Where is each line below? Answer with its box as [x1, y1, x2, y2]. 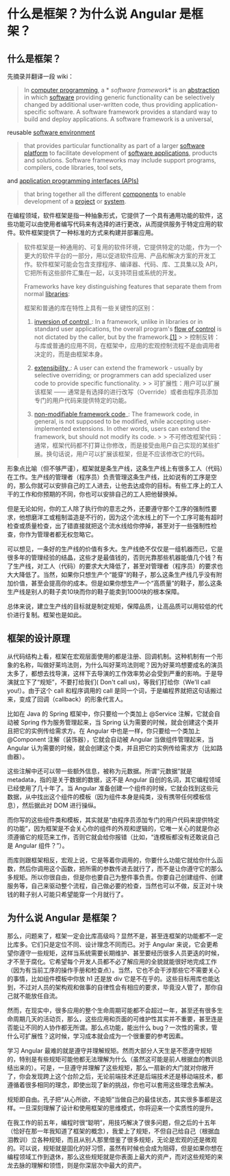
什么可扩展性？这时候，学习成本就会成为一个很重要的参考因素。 [7, 1031, 187, 1040]
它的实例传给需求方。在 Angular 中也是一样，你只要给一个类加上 [18, 727, 201, 735]
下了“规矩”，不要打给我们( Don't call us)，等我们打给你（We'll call [25, 677, 211, 686]
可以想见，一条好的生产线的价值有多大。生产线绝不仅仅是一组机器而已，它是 [7, 545, 223, 553]
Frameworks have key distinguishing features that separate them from [23, 282, 222, 290]
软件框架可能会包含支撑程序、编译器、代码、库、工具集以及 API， [36, 260, 222, 268]
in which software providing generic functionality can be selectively [23, 93, 215, 101]
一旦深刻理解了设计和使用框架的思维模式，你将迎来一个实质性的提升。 [18, 1103, 217, 1112]
